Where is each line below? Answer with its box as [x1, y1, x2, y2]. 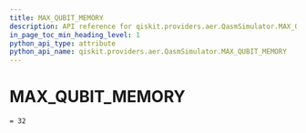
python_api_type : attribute [9, 38, 117, 48]
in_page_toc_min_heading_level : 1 [9, 30, 141, 39]
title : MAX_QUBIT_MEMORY [9, 13, 104, 23]
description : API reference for [9, 22, 132, 31]
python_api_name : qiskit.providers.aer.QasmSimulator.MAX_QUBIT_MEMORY [9, 47, 287, 56]
